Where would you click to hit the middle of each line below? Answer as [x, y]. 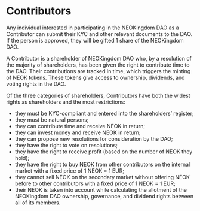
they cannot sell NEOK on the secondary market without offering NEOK [102, 177]
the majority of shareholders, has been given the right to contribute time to [98, 65]
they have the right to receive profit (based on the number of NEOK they [104, 152]
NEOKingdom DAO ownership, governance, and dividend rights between [104, 196]
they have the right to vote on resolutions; [66, 145]
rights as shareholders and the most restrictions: [66, 102]
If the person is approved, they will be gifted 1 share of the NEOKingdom [95, 40]
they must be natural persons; [52, 120]
